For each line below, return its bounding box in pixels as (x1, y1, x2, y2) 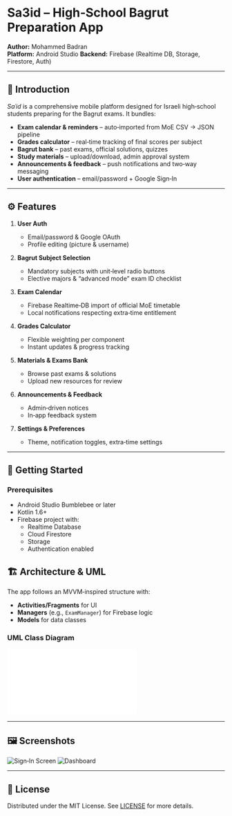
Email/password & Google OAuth (27, 233, 121, 241)
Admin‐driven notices (27, 404, 89, 412)
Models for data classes (17, 616, 87, 624)
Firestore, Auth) (7, 57, 52, 65)
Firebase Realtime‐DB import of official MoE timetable (27, 301, 181, 309)
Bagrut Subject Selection (17, 253, 91, 262)
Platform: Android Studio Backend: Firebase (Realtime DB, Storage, (7, 50, 200, 58)
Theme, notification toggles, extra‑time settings (27, 437, 163, 446)
